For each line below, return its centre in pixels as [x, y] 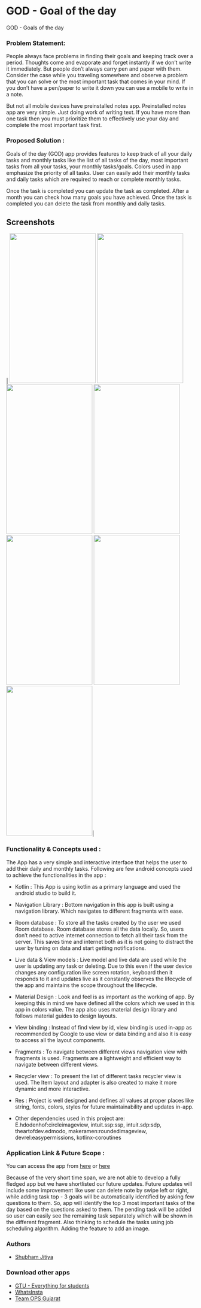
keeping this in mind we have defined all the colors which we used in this [105, 1003]
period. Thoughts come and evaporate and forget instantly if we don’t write [99, 63]
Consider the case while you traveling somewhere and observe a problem [97, 75]
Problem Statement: [36, 43]
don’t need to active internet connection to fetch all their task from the [101, 935]
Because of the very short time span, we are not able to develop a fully [93, 1177]
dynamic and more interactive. [52, 1089]
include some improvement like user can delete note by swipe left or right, [98, 1190]
